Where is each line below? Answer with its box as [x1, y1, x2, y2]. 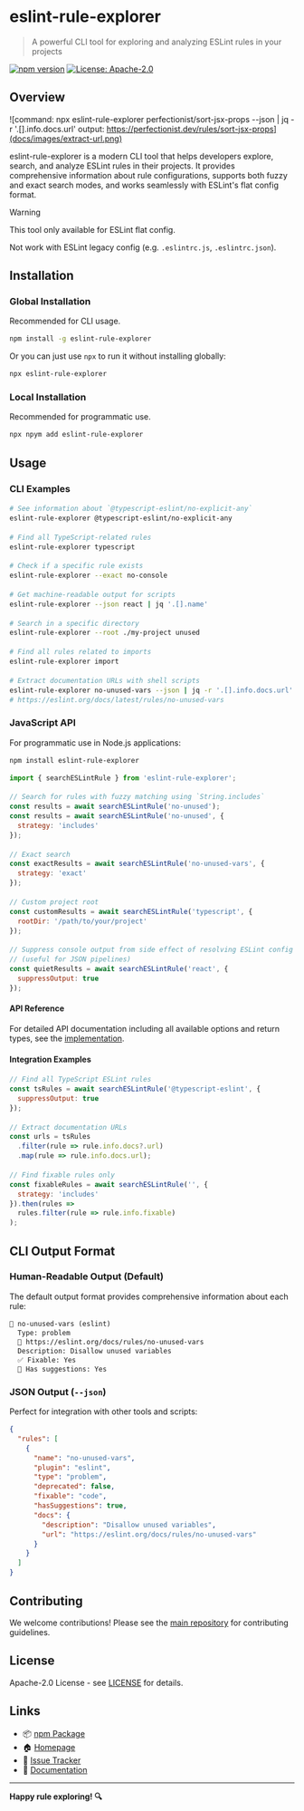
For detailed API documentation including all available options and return [9, 1023, 280, 1034]
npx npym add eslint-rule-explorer [9, 430, 144, 439]
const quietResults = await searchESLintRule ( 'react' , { [9, 965, 229, 974]
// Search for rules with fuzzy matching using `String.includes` [9, 793, 265, 802]
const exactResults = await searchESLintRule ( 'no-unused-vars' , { [9, 859, 265, 869]
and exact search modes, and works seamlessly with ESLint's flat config [9, 179, 279, 190]
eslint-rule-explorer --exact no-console [9, 571, 168, 581]
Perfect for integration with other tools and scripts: [9, 1406, 198, 1417]
